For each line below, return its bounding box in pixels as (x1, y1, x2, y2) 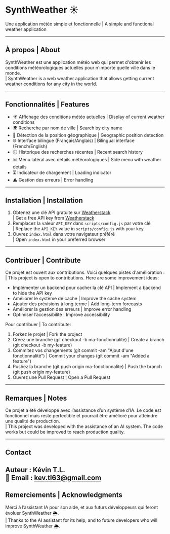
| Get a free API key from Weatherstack (12, 215, 95, 221)
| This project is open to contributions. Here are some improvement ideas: (5, 275, 159, 281)
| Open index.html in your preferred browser (12, 236, 106, 242)
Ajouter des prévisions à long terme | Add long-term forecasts (12, 301, 143, 307)
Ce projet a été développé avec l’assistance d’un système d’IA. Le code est (5, 407, 161, 413)
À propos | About (5, 46, 60, 54)
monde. (5, 70, 21, 76)
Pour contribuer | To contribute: (5, 322, 71, 328)
